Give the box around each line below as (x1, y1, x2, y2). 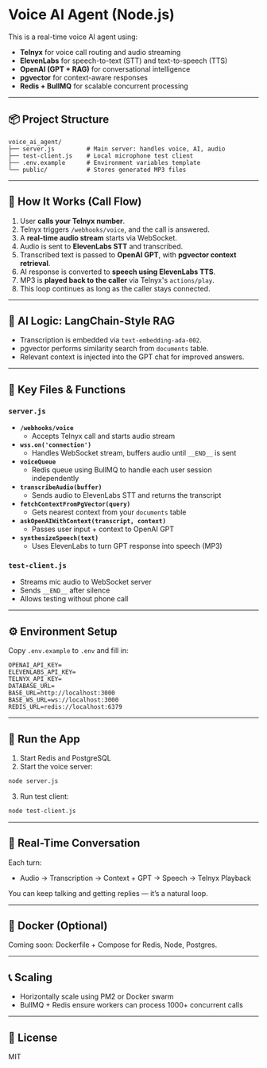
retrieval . (19, 258, 51, 268)
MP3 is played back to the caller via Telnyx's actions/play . (19, 275, 215, 284)
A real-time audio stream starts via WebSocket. (19, 233, 177, 242)
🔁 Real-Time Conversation (8, 836, 141, 850)
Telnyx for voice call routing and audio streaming (19, 47, 181, 57)
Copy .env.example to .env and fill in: (8, 646, 129, 655)
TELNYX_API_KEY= (8, 675, 62, 683)
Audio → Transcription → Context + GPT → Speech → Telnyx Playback (19, 873, 252, 882)
